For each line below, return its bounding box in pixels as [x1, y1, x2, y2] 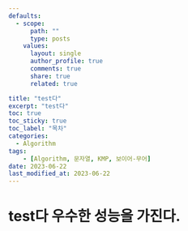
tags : [8, 147, 27, 155]
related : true [29, 79, 79, 88]
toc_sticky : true [8, 117, 67, 126]
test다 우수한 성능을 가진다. [8, 207, 181, 225]
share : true [29, 72, 70, 80]
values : [23, 42, 49, 50]
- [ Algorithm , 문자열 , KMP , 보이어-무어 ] [23, 155, 152, 163]
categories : [8, 132, 49, 140]
